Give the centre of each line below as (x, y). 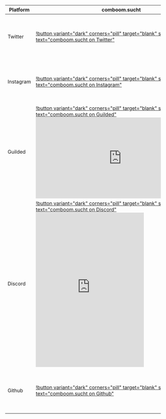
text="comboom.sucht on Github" (75, 394)
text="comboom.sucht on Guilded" (76, 114)
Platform (19, 10)
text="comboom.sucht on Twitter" (75, 40)
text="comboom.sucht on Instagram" (79, 85)
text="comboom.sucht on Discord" (76, 209)
